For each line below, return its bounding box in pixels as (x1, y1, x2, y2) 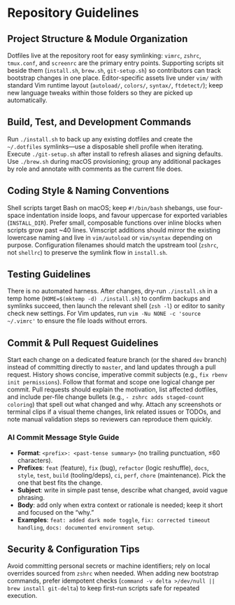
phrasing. (17, 493, 45, 501)
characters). (17, 456, 53, 464)
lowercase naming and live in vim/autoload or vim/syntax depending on (7, 233, 213, 242)
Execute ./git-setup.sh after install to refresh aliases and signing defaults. (7, 149, 223, 158)
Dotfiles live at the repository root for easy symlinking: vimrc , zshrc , (7, 51, 201, 60)
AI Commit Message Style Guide (7, 433, 120, 443)
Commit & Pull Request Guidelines (7, 337, 159, 349)
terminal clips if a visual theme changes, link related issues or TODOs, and (7, 408, 222, 416)
